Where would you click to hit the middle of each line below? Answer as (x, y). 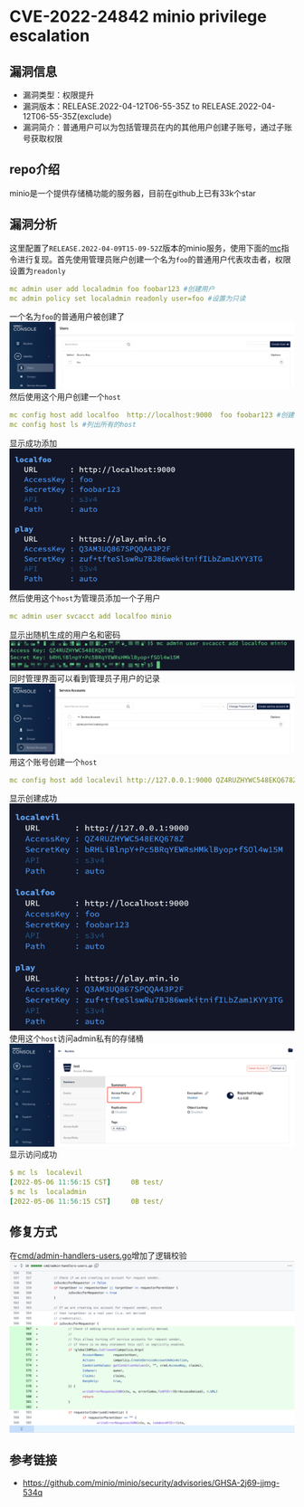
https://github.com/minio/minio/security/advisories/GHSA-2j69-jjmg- (151, 1483)
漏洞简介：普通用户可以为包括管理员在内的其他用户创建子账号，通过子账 (157, 127)
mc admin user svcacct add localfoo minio (90, 617)
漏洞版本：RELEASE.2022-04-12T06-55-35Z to (111, 106)
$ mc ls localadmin (48, 1192)
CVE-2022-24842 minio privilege (138, 17)
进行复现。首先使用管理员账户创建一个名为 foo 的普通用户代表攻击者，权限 (154, 259)
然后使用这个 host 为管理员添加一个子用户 (85, 598)
